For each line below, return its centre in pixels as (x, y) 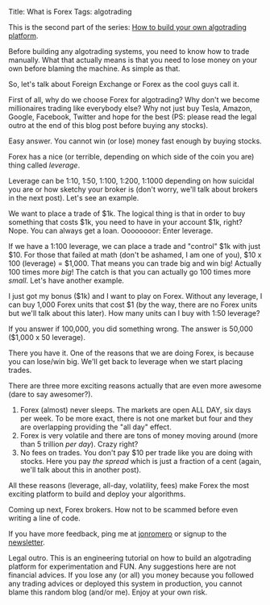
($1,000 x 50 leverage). (47, 337)
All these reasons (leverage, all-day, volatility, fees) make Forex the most (129, 485)
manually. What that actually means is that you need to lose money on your (133, 60)
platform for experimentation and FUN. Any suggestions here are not (122, 566)
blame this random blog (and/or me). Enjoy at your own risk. (108, 592)
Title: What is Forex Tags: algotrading (70, 12)
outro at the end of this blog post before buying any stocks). (108, 125)
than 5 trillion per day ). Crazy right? (79, 444)
